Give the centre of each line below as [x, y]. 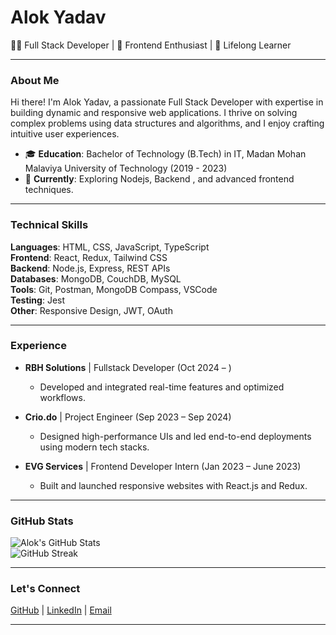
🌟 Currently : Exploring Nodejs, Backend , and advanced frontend [159, 179]
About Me [35, 80]
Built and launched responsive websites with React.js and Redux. [173, 485]
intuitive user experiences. [65, 134]
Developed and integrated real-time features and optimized [162, 387]
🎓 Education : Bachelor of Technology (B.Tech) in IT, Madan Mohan [165, 154]
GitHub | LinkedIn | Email [61, 610]
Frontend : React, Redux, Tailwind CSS [89, 257]
